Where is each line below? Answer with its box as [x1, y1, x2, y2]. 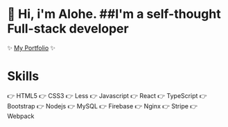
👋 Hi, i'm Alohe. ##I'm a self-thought [7, 6, 221, 22]
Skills [7, 68, 40, 84]
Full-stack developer [7, 21, 130, 37]
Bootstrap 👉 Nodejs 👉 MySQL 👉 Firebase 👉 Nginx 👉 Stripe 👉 [7, 101, 198, 110]
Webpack [7, 112, 35, 120]
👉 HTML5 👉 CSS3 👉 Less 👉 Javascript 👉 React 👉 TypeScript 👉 [7, 91, 207, 99]
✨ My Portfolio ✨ [7, 43, 55, 52]
